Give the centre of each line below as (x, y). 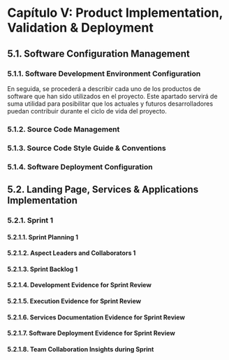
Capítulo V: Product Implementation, (115, 13)
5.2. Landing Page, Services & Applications (103, 189)
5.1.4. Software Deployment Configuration (80, 167)
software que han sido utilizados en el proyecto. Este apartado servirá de (112, 96)
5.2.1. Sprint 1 (30, 220)
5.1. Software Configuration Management (98, 54)
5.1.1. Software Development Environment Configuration (104, 74)
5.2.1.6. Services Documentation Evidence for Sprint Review (96, 317)
